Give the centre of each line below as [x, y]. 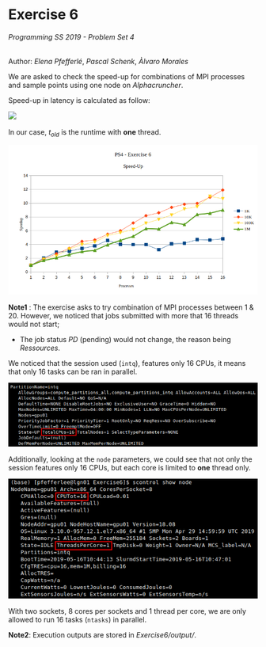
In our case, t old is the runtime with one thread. [85, 133]
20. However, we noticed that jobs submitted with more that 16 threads [123, 316]
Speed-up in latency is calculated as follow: [79, 101]
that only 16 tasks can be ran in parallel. [73, 372]
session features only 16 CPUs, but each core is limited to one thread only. [129, 468]
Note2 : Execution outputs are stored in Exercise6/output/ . [102, 635]
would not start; [34, 324]
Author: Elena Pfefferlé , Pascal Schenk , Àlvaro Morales [98, 62]
